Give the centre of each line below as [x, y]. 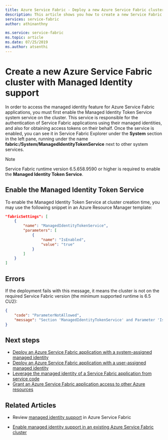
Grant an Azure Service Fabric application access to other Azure [79, 384]
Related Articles [31, 405]
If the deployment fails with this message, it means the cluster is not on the [82, 291]
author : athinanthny [27, 24]
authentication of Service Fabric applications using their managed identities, [84, 123]
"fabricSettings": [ [27, 216]
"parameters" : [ [40, 231]
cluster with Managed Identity [69, 82]
